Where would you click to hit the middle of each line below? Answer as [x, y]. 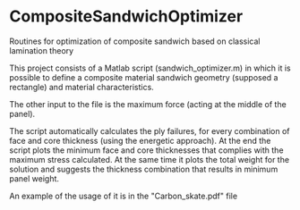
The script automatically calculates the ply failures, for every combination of [150, 130]
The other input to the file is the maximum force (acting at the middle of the [148, 104]
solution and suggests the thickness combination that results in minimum [144, 169]
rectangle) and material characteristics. [81, 87]
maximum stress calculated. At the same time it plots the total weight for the [149, 159]
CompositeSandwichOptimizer [126, 17]
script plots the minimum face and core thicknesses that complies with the [146, 150]
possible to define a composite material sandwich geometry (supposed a [144, 77]
